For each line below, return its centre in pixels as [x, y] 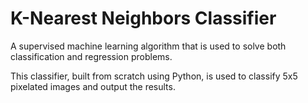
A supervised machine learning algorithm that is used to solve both [148, 46]
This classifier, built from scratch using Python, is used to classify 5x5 [154, 76]
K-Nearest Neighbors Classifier [143, 18]
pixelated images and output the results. [93, 86]
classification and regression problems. [91, 56]
